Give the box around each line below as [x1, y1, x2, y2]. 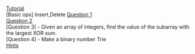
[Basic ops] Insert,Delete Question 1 [6, 11, 92, 18]
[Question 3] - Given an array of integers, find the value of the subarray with [6, 23, 190, 30]
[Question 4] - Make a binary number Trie [6, 36, 106, 42]
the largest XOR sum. [6, 30, 57, 37]
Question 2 [6, 17, 33, 24]
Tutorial [6, 5, 25, 12]
